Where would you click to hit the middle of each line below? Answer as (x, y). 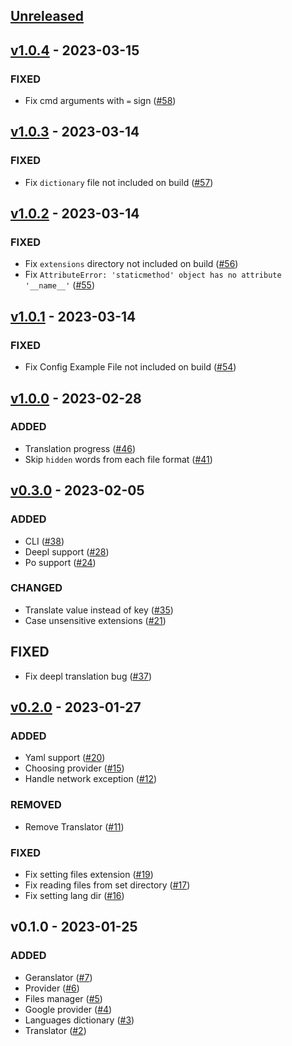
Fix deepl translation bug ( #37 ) (88, 676)
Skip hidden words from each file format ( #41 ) (118, 459)
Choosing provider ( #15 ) (74, 768)
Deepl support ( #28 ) (67, 551)
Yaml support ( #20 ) (65, 758)
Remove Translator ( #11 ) (74, 826)
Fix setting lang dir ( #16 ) (74, 895)
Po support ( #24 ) (60, 562)
